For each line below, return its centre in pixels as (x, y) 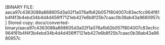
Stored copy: (21, 22)
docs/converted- (52, 22)
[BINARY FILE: (20, 7)
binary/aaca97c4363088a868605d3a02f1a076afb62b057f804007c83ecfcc (82, 28)
